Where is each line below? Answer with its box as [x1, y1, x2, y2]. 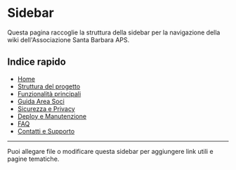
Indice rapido [7, 56, 67, 68]
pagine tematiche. [7, 155, 60, 163]
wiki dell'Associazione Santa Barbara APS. [7, 35, 130, 44]
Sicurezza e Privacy [17, 104, 75, 113]
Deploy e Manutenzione [17, 112, 86, 120]
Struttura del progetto [17, 82, 81, 91]
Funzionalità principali [17, 89, 81, 98]
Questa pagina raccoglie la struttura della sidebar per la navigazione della [7, 28, 221, 37]
